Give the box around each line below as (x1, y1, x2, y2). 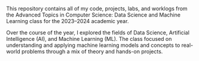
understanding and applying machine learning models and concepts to (6, 41, 180, 49)
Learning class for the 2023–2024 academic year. (6, 18, 129, 24)
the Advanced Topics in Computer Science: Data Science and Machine (6, 11, 181, 18)
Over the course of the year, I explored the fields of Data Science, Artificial (6, 29, 190, 36)
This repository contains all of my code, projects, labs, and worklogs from (6, 5, 188, 12)
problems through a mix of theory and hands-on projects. (21, 48, 163, 55)
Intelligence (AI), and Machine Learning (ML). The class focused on (6, 36, 172, 42)
